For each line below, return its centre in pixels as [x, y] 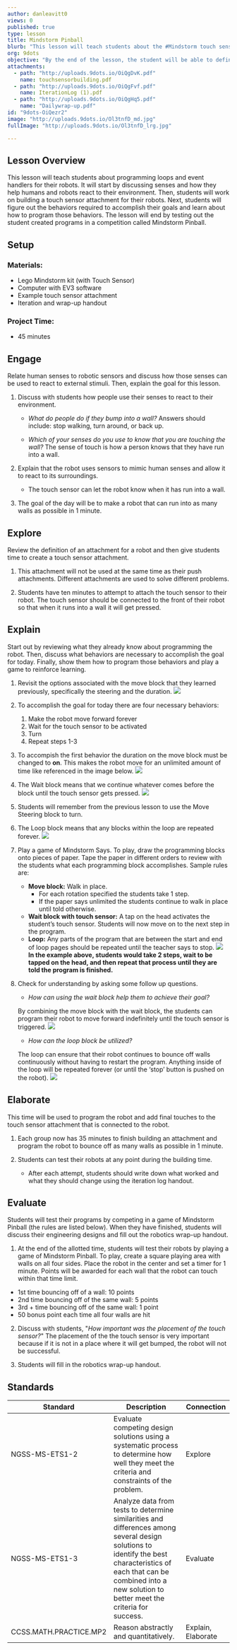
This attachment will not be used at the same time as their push [110, 571]
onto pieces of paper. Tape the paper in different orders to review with [120, 857]
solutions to [133, 1545]
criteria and [132, 1472]
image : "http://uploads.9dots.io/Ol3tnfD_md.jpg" [82, 119]
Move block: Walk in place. [68, 886]
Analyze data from [144, 1501]
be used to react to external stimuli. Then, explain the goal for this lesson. [114, 383]
